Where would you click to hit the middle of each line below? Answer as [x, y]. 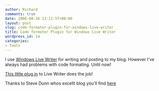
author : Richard [21, 9]
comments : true [20, 14]
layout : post [18, 23]
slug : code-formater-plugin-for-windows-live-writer [59, 28]
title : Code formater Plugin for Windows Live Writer [61, 32]
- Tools [13, 45]
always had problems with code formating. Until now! [58, 64]
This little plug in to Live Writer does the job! [49, 74]
